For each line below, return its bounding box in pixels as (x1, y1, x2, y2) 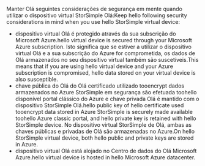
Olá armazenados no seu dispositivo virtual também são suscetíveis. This (15, 56, 199, 63)
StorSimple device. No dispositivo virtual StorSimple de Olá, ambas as (15, 121, 192, 128)
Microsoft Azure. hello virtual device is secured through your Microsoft (15, 37, 192, 43)
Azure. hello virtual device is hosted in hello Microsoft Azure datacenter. (15, 154, 196, 161)
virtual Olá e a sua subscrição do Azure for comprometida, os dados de (15, 50, 196, 57)
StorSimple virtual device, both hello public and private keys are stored (15, 134, 194, 141)
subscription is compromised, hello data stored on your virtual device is (15, 69, 196, 76)
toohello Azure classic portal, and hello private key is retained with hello (15, 115, 196, 122)
